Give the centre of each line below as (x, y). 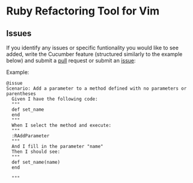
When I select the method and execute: (62, 125)
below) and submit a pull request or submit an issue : (71, 60)
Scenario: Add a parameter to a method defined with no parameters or (96, 88)
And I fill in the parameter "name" (57, 146)
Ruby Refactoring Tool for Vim (83, 11)
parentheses (21, 94)
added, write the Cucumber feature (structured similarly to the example (94, 54)
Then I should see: (36, 152)
